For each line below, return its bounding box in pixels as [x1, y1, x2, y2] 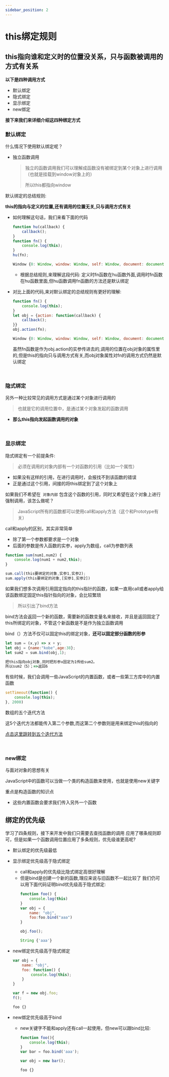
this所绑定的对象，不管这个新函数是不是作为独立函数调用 [5, 620, 124, 626]
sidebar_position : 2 [5, 7, 49, 13]
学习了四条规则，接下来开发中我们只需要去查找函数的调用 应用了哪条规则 [5, 830, 157, 836]
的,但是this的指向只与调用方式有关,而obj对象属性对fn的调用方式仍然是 [12, 352, 157, 358]
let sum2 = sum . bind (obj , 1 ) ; [5, 650, 67, 655]
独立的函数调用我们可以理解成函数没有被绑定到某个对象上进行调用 [25, 165, 162, 171]
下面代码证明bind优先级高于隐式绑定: [29, 881, 106, 887]
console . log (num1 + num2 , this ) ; [14, 557, 82, 562]
